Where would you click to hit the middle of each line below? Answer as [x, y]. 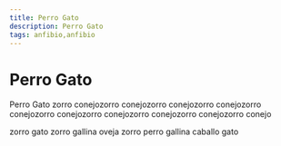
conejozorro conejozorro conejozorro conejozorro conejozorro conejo [140, 114]
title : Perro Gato [44, 18]
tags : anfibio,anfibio [52, 34]
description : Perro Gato [56, 26]
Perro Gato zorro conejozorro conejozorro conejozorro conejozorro [135, 104]
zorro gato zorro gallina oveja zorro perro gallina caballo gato [124, 131]
